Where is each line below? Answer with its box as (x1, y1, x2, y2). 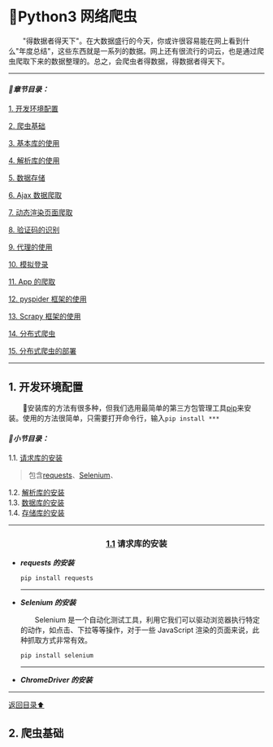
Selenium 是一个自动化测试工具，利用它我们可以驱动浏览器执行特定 (34, 615, 260, 625)
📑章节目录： (8, 84, 50, 94)
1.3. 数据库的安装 (8, 498, 65, 508)
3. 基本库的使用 (8, 138, 60, 148)
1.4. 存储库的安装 (8, 508, 65, 518)
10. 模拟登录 (8, 260, 49, 270)
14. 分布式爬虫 (8, 329, 56, 339)
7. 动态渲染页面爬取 (8, 208, 73, 218)
